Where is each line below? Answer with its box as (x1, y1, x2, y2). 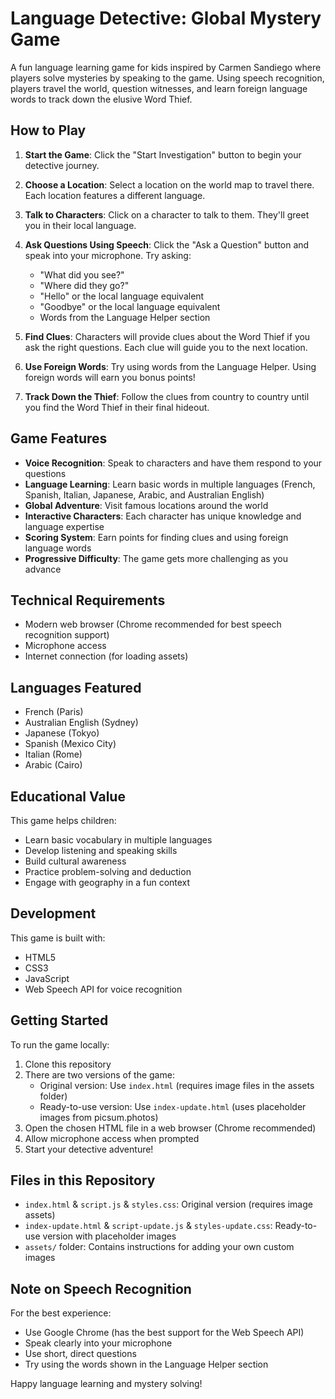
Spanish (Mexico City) (24, 738, 117, 750)
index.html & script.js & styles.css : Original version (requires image (24, 1198, 313, 1211)
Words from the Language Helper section (39, 311, 211, 323)
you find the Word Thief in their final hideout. (24, 401, 210, 413)
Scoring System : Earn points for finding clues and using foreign (24, 531, 289, 543)
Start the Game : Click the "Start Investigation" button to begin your (24, 148, 302, 161)
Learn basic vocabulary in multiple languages (24, 834, 213, 846)
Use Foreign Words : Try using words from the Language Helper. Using (24, 360, 317, 372)
